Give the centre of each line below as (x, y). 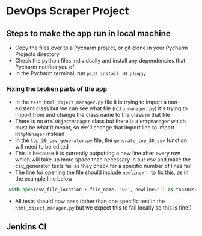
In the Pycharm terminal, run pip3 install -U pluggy (80, 73)
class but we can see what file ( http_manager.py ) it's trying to (112, 108)
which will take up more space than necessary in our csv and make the (103, 160)
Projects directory (37, 54)
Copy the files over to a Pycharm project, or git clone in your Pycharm (101, 48)
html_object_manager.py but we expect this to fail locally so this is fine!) (103, 208)
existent (25, 108)
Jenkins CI (26, 227)
